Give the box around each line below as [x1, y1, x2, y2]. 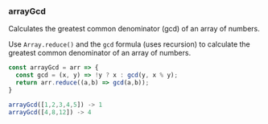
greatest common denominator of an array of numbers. [8, 48, 192, 58]
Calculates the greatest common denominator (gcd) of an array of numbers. [8, 24, 260, 34]
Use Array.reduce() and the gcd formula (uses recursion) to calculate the [8, 39, 251, 49]
